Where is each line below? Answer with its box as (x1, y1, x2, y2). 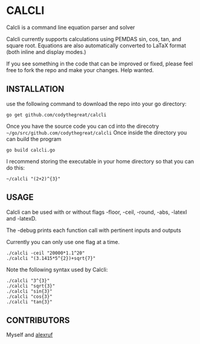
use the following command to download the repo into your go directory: (6, 100, 187, 107)
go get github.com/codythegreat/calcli (6, 111, 107, 118)
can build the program (6, 135, 62, 142)
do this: (6, 164, 25, 171)
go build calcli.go (6, 147, 56, 153)
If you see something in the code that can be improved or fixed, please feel (6, 60, 193, 67)
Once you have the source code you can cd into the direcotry (6, 122, 159, 130)
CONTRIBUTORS (6, 315, 70, 325)
